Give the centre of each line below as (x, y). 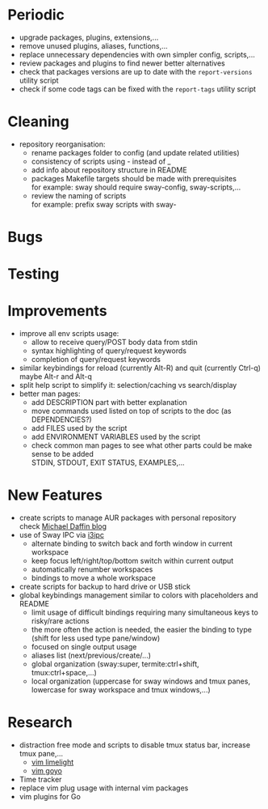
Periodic (36, 15)
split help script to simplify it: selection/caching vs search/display (128, 385)
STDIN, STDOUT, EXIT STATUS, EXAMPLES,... (108, 462)
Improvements (57, 311)
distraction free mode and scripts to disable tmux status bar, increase (135, 745)
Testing (33, 274)
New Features (55, 495)
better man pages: (50, 394)
